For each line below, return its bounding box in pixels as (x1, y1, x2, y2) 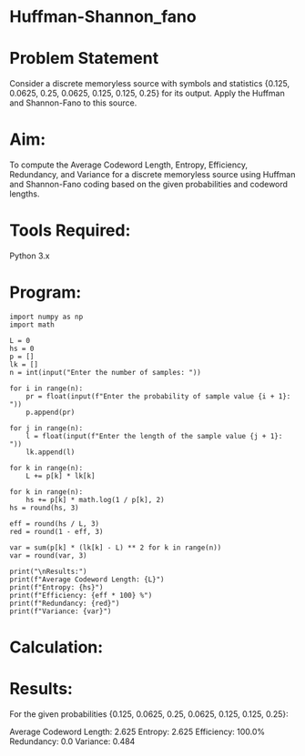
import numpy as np (9, 312, 84, 321)
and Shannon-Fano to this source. (9, 97, 137, 108)
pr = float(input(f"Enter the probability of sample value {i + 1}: (25, 391, 291, 401)
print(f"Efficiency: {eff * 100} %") (9, 590, 153, 600)
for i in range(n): (9, 384, 84, 393)
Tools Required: (9, 220, 131, 241)
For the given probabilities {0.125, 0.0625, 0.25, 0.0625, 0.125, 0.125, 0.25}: (9, 709, 289, 720)
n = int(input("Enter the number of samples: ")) (9, 368, 202, 377)
